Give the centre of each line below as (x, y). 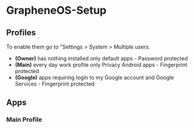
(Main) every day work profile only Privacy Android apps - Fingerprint (101, 65)
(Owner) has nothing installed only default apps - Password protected (101, 58)
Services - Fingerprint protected (54, 84)
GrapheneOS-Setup (56, 10)
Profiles (21, 33)
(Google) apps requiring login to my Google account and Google (94, 77)
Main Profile (24, 120)
